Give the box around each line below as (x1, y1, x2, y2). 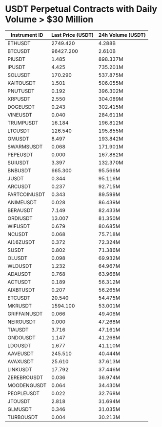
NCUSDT (7, 231, 28, 237)
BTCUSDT (7, 47, 31, 54)
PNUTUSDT (7, 87, 35, 94)
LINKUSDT (7, 366, 32, 373)
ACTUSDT (7, 278, 31, 285)
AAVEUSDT (7, 350, 34, 357)
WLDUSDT (7, 262, 32, 269)
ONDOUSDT (7, 334, 36, 341)
